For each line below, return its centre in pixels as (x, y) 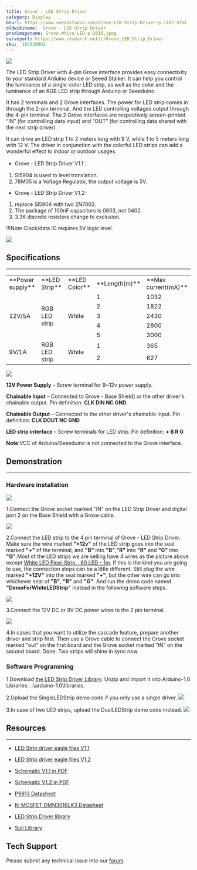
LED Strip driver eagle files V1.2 (52, 759)
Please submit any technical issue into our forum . (65, 861)
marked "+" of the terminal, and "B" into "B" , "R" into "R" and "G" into (92, 550)
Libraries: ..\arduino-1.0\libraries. (45, 686)
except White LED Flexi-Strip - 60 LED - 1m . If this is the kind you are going (97, 562)
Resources (26, 728)
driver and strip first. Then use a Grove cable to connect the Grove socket (95, 639)
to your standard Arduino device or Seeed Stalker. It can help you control (94, 78)
